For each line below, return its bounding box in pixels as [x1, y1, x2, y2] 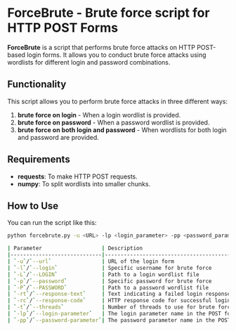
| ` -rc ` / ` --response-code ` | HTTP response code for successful [7, 297, 212, 304]
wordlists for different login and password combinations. [7, 58, 171, 66]
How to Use [7, 200, 59, 212]
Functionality [7, 79, 67, 91]
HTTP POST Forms [7, 20, 118, 36]
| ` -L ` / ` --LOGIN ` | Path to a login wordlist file [7, 271, 199, 278]
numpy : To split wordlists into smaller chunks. [17, 179, 151, 188]
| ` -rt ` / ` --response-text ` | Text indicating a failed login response [7, 290, 231, 298]
